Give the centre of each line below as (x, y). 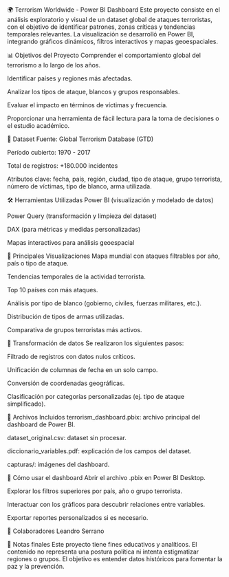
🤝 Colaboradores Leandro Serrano (56, 531)
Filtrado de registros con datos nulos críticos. (71, 357)
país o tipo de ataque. (38, 263)
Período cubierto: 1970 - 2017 (49, 152)
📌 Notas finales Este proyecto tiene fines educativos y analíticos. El (102, 544)
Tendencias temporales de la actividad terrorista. (76, 276)
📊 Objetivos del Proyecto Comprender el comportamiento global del (104, 55)
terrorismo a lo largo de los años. (54, 65)
